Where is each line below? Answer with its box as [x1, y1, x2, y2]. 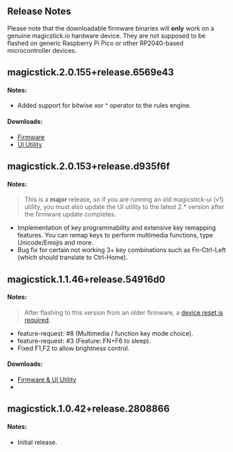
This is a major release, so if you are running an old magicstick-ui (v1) [24, 195, 224, 204]
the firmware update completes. [24, 210, 117, 219]
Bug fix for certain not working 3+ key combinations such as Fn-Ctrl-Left [17, 246, 226, 254]
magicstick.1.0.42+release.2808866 [7, 403, 170, 415]
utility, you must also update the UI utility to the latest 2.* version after [24, 203, 225, 211]
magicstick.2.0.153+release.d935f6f [7, 160, 170, 172]
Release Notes [7, 6, 72, 17]
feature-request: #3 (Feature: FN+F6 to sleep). [17, 336, 152, 345]
